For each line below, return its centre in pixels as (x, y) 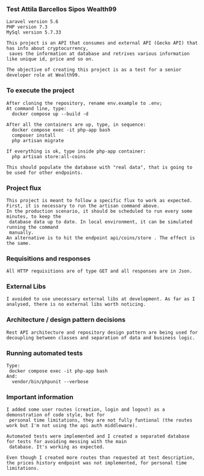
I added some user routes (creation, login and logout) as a (86, 410)
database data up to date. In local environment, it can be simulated (100, 222)
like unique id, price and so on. (50, 59)
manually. (21, 233)
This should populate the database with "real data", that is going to (99, 167)
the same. (19, 243)
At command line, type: (37, 109)
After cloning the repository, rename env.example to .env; (85, 103)
